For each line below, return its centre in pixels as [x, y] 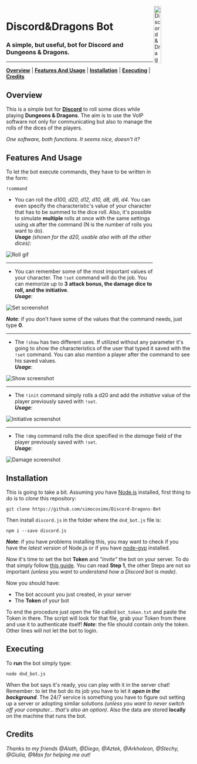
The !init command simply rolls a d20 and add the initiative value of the [102, 395]
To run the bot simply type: [39, 663]
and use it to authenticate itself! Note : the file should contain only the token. [98, 624]
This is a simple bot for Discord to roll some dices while [73, 109]
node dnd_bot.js [26, 674]
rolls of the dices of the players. [45, 128]
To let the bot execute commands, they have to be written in [79, 172]
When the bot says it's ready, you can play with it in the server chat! [88, 684]
